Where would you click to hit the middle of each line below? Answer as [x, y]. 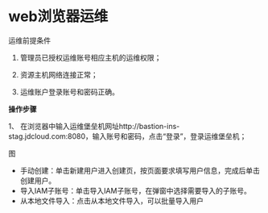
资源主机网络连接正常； [59, 74]
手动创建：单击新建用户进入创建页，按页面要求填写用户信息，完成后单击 [140, 170]
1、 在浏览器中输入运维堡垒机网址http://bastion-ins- [94, 126]
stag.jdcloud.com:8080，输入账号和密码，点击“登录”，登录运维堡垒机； [128, 136]
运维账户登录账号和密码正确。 [69, 92]
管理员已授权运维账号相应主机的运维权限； [91, 57]
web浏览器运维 [58, 17]
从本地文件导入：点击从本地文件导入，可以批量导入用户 [111, 200]
